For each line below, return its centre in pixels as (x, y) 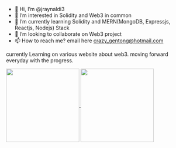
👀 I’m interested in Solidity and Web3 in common (73, 15)
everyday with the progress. (40, 60)
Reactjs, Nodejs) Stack (42, 28)
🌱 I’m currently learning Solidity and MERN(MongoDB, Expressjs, (92, 21)
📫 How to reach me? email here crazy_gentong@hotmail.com (89, 41)
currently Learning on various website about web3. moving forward (87, 54)
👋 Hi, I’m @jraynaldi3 (39, 9)
